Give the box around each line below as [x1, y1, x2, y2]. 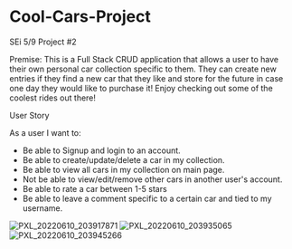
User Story [9, 110, 50, 120]
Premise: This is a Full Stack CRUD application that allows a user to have [9, 53, 278, 64]
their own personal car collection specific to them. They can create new [9, 63, 278, 74]
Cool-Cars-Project [9, 6, 151, 27]
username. [22, 202, 63, 214]
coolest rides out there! [9, 92, 97, 103]
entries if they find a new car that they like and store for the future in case [9, 72, 284, 83]
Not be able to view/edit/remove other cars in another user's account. [22, 174, 283, 185]
